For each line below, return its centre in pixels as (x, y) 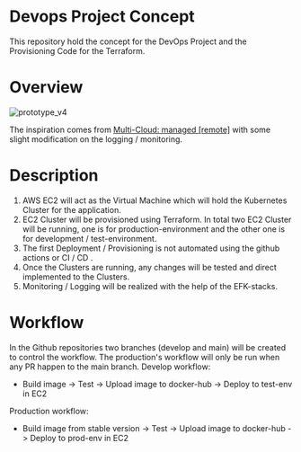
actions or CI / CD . (58, 257)
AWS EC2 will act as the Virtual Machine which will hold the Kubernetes (155, 200)
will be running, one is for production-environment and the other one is (154, 229)
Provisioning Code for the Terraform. (77, 50)
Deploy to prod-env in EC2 (79, 438)
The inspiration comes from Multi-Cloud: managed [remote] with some (140, 129)
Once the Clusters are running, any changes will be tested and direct (149, 267)
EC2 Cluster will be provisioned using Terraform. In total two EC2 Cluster (157, 219)
